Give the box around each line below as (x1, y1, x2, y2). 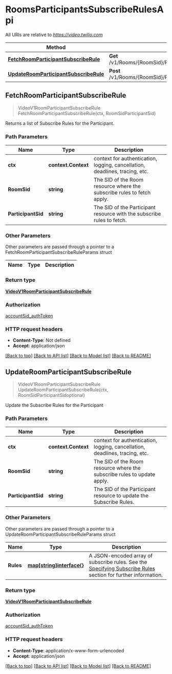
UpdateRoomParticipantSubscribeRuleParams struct (5, 531, 116, 537)
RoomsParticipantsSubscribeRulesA (5, 4, 164, 15)
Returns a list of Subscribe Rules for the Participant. (5, 120, 115, 126)
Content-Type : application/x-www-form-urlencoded (12, 647, 124, 653)
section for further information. (89, 571, 163, 578)
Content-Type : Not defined (12, 337, 71, 343)
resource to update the (94, 492, 148, 499)
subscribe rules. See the (89, 558, 147, 566)
